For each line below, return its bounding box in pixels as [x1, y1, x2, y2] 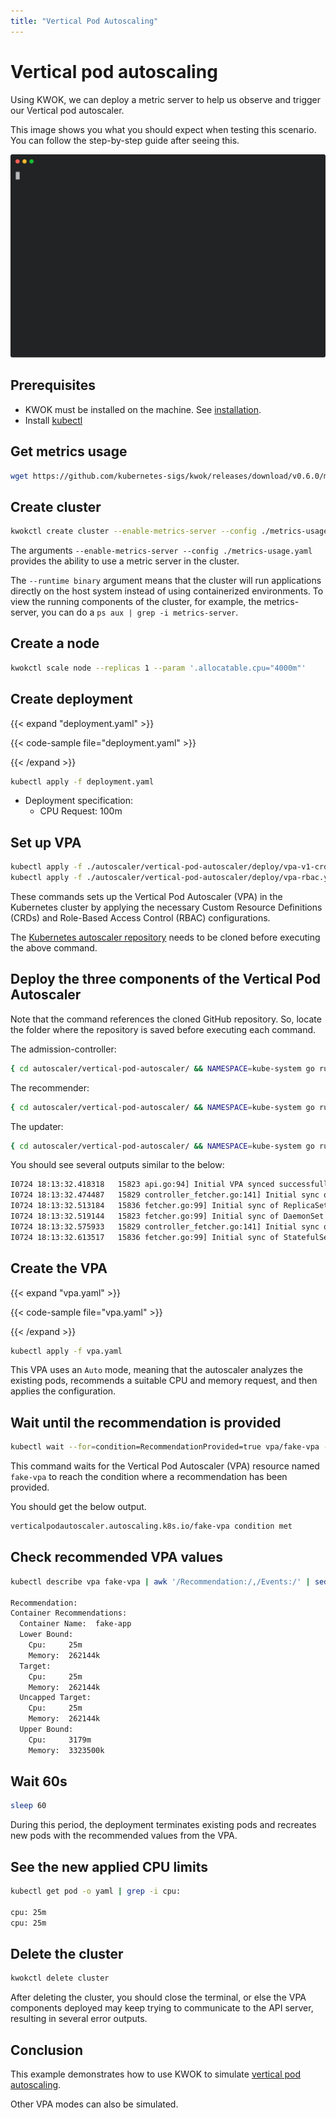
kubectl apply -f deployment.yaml [10, 776, 155, 787]
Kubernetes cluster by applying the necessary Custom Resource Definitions [10, 901, 323, 914]
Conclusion [10, 2041, 84, 2059]
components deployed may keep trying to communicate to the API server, [10, 2002, 314, 2014]
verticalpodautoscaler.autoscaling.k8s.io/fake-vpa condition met [10, 1521, 293, 1532]
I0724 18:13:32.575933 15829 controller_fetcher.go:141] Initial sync [10, 1221, 320, 1232]
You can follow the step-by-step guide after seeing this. [10, 134, 240, 146]
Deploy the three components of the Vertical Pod [10, 971, 322, 988]
